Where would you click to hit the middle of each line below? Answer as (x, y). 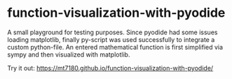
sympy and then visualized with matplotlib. (69, 55)
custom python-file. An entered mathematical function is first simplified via (115, 47)
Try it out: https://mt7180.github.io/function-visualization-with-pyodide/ (110, 68)
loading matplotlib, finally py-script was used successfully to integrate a (111, 39)
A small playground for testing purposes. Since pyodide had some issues (112, 32)
